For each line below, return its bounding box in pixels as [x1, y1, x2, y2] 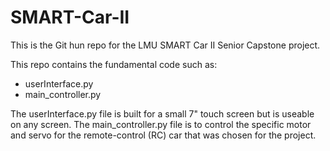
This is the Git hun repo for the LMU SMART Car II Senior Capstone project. [10, 39, 321, 51]
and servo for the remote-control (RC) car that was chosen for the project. [10, 129, 317, 141]
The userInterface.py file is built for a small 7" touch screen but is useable [10, 107, 315, 120]
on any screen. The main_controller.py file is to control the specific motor [10, 118, 312, 130]
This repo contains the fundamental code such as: [10, 58, 218, 70]
